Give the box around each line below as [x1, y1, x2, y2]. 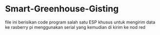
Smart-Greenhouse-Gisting [5, 3, 119, 14]
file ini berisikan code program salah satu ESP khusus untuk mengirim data [5, 19, 156, 25]
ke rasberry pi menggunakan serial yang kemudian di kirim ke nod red [5, 24, 145, 30]
